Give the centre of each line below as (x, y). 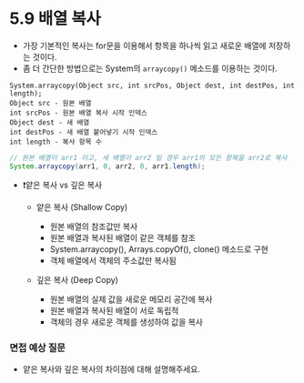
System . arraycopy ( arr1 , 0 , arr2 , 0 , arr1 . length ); (107, 166)
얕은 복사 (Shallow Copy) (82, 207)
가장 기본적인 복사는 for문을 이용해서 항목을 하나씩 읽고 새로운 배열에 (144, 45)
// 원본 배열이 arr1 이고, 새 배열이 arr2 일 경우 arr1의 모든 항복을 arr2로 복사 (148, 157)
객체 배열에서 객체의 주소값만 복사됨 (113, 260)
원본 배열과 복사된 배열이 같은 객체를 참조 (122, 237)
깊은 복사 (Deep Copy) (77, 279)
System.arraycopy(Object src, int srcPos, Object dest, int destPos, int (152, 86)
